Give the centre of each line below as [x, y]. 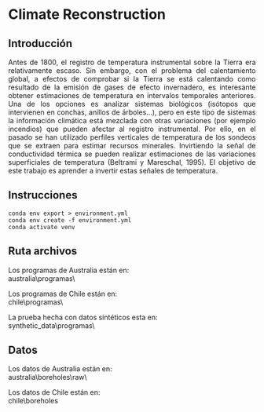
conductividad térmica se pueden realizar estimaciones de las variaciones [132, 154]
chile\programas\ [36, 302]
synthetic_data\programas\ [51, 325]
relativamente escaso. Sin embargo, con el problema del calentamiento [132, 71]
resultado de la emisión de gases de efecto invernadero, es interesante [132, 87]
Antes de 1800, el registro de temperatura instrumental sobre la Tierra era [132, 62]
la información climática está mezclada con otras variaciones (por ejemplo [132, 120]
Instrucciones [43, 195]
